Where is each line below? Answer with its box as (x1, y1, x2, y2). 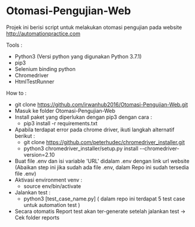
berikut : (14, 132, 35, 140)
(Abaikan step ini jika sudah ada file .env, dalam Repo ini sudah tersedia (14, 164, 189, 171)
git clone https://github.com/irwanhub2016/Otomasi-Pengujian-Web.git (14, 100, 188, 108)
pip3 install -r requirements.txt (23, 119, 97, 127)
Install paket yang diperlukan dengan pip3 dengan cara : (14, 113, 152, 121)
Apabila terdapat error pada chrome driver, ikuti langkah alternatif (14, 126, 175, 133)
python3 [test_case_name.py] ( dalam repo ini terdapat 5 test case (23, 195, 185, 202)
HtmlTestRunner (14, 78, 54, 85)
